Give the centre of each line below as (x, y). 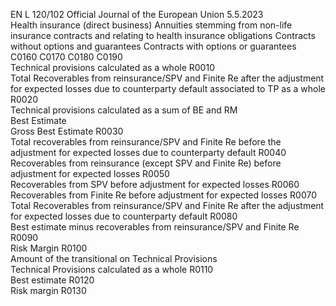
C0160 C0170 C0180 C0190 (66, 57)
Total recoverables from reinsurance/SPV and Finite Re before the (146, 142)
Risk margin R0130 (48, 290)
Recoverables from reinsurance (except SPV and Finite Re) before (146, 163)
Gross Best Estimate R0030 (67, 131)
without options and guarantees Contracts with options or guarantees (153, 46)
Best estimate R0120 (52, 280)
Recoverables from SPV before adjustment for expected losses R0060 (155, 184)
